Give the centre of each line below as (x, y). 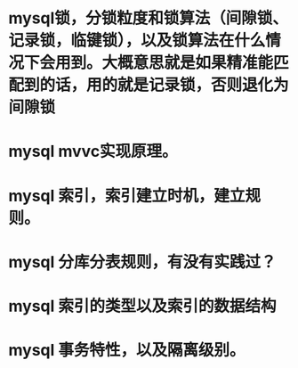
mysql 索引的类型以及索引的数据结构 (142, 306)
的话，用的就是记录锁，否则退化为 (165, 85)
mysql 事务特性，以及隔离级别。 (127, 351)
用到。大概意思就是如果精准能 (165, 63)
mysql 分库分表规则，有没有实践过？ (142, 262)
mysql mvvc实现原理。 (93, 151)
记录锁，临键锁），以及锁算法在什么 (137, 41)
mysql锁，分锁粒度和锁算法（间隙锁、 (148, 18)
